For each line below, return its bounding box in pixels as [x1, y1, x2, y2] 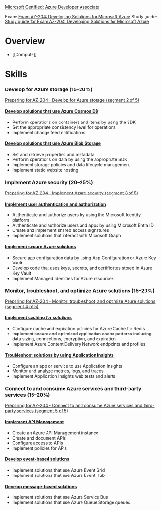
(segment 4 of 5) [5, 303, 39, 309]
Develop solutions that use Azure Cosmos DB [5, 108, 98, 114]
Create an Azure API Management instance [12, 430, 98, 436]
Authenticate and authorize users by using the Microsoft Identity [12, 212, 141, 218]
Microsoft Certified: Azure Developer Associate [5, 4, 99, 10]
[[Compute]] [12, 52, 37, 57]
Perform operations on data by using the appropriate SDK [12, 157, 128, 162]
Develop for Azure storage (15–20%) [5, 86, 93, 93]
